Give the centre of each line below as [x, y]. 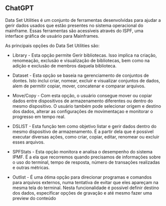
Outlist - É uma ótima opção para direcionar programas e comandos [82, 177]
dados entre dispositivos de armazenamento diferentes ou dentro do [83, 101]
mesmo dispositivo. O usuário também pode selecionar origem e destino [87, 106]
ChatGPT [19, 8]
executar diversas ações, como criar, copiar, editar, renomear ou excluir [86, 137]
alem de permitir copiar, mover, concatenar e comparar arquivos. [79, 86]
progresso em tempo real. [39, 117]
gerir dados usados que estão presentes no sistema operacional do [74, 25]
